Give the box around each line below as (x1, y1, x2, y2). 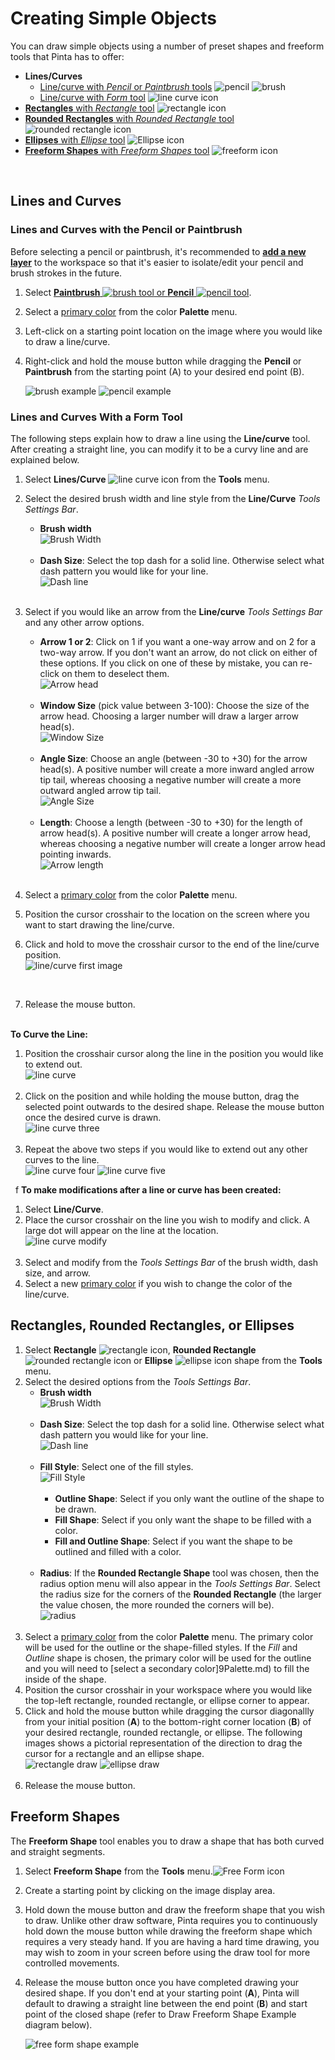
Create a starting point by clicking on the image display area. (24, 1884, 276, 1896)
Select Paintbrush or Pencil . (24, 286, 252, 298)
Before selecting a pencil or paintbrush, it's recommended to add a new (10, 245, 307, 257)
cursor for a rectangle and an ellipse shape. (24, 1747, 205, 1759)
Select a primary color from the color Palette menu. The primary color (24, 1630, 314, 1642)
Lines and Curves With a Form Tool (10, 410, 183, 424)
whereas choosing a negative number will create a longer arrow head (39, 837, 326, 849)
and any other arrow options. (24, 616, 145, 628)
